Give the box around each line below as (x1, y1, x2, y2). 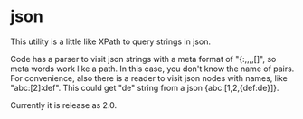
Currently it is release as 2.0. (10, 99, 118, 110)
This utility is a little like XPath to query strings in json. (10, 36, 212, 47)
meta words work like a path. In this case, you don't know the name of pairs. (10, 63, 295, 74)
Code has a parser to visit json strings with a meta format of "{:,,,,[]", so (10, 53, 277, 64)
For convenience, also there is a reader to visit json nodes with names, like (10, 72, 288, 83)
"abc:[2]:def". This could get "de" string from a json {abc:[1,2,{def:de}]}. (10, 82, 279, 93)
